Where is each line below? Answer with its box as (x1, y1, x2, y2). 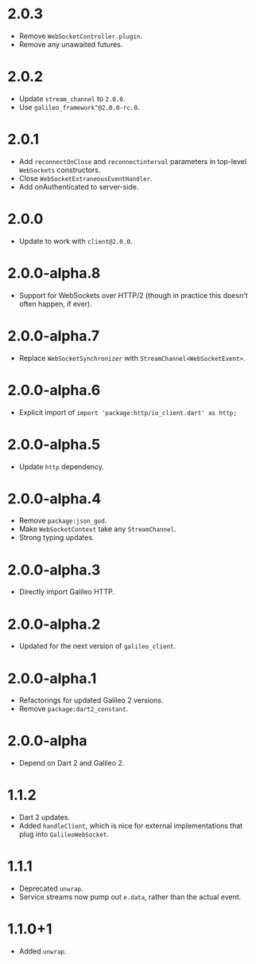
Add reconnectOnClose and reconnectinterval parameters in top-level (18, 156, 247, 166)
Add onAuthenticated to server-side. (18, 182, 139, 191)
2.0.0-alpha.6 (7, 381, 101, 399)
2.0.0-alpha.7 (7, 327, 100, 345)
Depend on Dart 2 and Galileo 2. (18, 758, 125, 768)
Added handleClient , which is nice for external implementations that (18, 821, 243, 831)
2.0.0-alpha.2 (7, 615, 101, 633)
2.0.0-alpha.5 (7, 435, 101, 453)
